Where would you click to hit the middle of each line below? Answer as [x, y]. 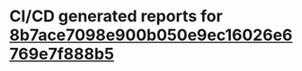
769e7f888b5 [62, 54]
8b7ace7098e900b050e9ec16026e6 [151, 35]
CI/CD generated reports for [116, 16]
